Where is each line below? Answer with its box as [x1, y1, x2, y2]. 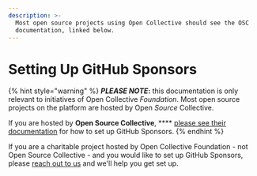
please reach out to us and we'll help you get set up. [8, 159, 180, 168]
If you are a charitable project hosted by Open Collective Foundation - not [8, 142, 248, 152]
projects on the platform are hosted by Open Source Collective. [8, 103, 214, 113]
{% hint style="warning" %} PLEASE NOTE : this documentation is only [8, 86, 239, 95]
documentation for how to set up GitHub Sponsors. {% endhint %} [8, 127, 224, 137]
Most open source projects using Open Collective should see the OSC [15, 19, 249, 27]
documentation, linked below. [15, 26, 115, 34]
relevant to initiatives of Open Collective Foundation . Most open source [8, 95, 240, 104]
